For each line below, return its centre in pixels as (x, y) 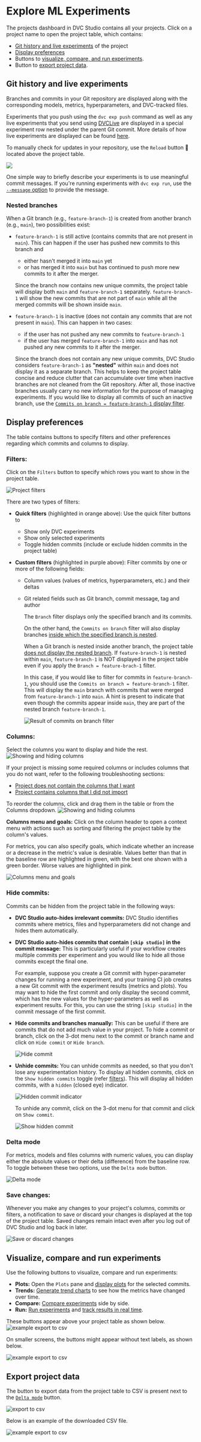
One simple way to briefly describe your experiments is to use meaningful (97, 176)
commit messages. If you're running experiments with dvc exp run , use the (99, 183)
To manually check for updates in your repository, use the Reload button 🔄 (97, 147)
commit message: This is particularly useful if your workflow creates (100, 948)
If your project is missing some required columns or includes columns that (98, 768)
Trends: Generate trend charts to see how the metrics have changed (100, 1291)
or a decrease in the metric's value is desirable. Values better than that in (97, 853)
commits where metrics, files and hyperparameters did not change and (103, 924)
